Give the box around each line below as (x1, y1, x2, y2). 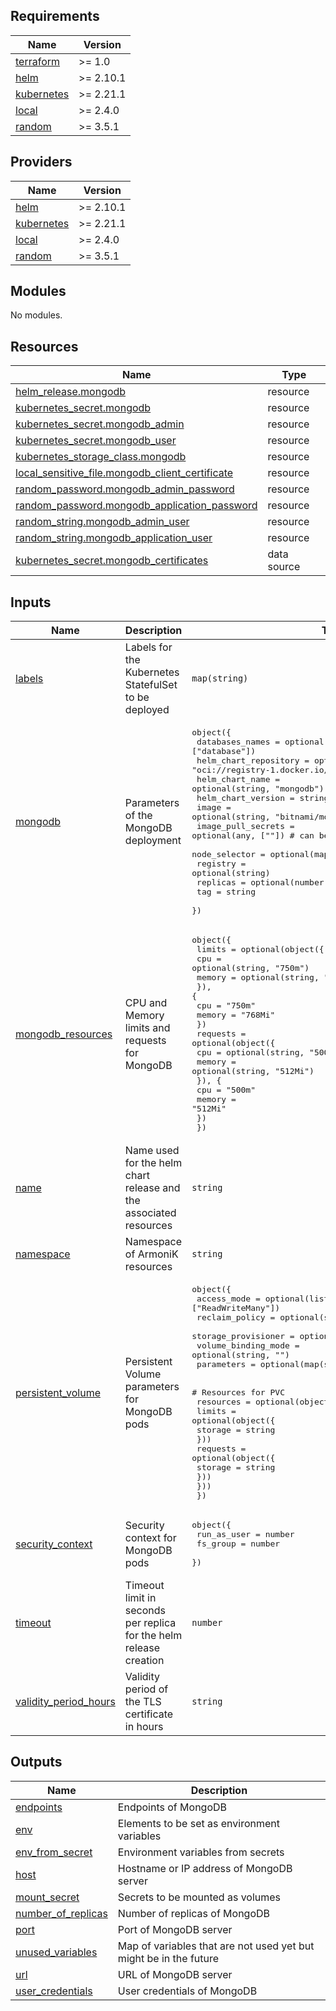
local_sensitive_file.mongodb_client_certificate (15, 466, 234, 480)
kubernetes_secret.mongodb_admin (15, 417, 185, 431)
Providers (10, 154, 73, 171)
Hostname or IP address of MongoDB (117, 1861, 293, 1875)
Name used (124, 1144, 180, 1158)
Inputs (10, 594, 52, 611)
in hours (124, 1720, 164, 1734)
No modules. (10, 309, 63, 321)
